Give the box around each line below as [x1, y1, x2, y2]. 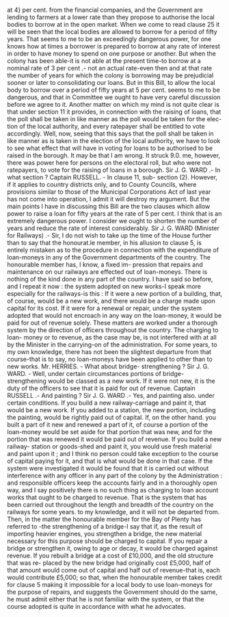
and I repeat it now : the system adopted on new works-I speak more [7, 282, 202, 290]
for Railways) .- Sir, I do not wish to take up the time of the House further [7, 231, 212, 239]
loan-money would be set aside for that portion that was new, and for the [7, 428, 213, 436]
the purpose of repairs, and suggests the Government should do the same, [7, 588, 217, 596]
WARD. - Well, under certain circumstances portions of [7, 370, 162, 377]
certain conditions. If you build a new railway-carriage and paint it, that [7, 399, 206, 407]
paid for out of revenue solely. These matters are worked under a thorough [7, 318, 218, 327]
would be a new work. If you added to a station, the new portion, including [7, 406, 217, 414]
